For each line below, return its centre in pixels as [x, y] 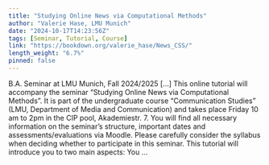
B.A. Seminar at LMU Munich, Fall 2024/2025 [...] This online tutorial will [128, 83]
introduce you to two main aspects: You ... [78, 152]
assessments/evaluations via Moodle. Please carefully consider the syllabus [134, 134]
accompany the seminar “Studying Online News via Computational [119, 92]
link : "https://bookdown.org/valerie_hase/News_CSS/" [101, 46]
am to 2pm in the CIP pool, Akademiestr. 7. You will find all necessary [123, 118]
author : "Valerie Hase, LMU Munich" [70, 23]
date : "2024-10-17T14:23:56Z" [59, 31]
